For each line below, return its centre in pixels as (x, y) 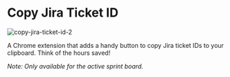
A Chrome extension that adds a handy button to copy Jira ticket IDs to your (115, 45)
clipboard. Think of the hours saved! (59, 53)
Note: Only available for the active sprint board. (75, 66)
